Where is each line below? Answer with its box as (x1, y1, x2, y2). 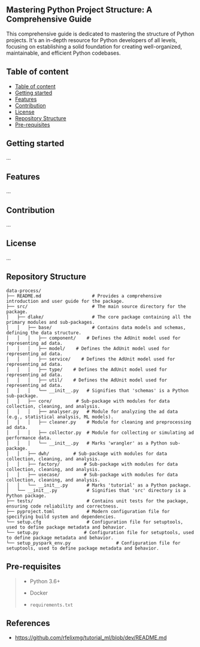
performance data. (6, 435, 52, 441)
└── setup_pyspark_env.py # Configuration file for (6, 540, 181, 546)
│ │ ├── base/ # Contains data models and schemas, (6, 324, 186, 330)
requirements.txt (29, 602, 74, 608)
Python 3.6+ (29, 577, 61, 585)
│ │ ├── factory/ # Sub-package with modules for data (6, 461, 178, 467)
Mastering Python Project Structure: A (6, 5, 153, 15)
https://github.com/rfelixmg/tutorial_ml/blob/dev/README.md (14, 634, 167, 642)
